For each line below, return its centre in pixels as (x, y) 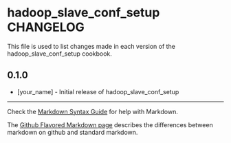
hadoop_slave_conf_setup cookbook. (59, 54)
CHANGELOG (46, 27)
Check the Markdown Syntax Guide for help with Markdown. (93, 111)
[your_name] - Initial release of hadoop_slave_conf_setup (98, 91)
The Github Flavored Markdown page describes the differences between (110, 124)
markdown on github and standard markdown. (73, 132)
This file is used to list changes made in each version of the (91, 46)
